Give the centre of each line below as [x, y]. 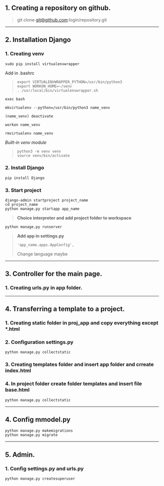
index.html [18, 371]
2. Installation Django [38, 40]
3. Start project [23, 190]
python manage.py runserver [34, 227]
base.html [17, 390]
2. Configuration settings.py [39, 342]
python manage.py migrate [31, 435]
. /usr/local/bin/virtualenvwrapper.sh [58, 90]
